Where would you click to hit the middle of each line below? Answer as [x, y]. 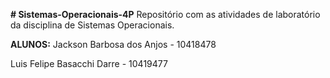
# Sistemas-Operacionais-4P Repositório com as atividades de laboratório [165, 14]
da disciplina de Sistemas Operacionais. [92, 25]
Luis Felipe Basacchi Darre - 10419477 [89, 63]
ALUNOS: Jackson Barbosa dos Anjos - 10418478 [113, 44]
